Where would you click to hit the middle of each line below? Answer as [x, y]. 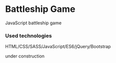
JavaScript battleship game [33, 23]
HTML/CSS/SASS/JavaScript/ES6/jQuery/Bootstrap [58, 47]
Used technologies [28, 36]
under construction [25, 56]
